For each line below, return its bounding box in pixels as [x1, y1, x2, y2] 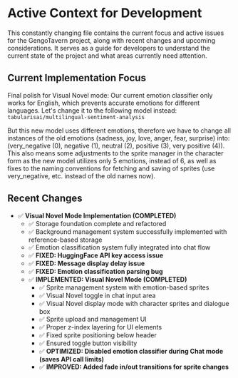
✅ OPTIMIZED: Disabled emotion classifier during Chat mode [38, 347, 224, 355]
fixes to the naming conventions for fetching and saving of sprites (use [7, 164, 215, 173]
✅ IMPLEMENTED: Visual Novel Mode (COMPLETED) [28, 275, 187, 283]
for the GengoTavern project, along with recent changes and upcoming [7, 36, 216, 44]
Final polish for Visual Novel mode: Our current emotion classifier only [7, 91, 213, 99]
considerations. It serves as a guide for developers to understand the [7, 44, 210, 52]
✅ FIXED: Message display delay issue [28, 259, 145, 267]
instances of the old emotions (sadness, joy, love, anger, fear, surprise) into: [7, 133, 230, 142]
